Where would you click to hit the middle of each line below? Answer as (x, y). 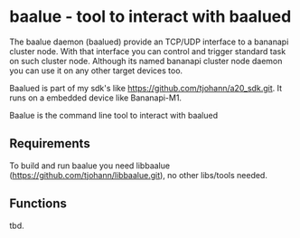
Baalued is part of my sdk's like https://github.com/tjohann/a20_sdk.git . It (146, 88)
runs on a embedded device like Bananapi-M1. (96, 98)
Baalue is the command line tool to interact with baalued (114, 115)
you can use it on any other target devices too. (96, 71)
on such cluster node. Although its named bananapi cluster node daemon (146, 61)
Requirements (50, 143)
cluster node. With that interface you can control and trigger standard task (148, 51)
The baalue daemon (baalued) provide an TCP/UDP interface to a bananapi (149, 42)
